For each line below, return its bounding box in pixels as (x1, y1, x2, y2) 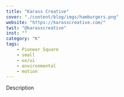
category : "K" (6, 36, 41, 41)
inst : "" (6, 30, 27, 36)
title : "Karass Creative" (6, 8, 69, 15)
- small (16, 52, 35, 58)
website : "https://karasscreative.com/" (6, 19, 106, 25)
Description (6, 84, 34, 91)
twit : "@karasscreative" (6, 25, 67, 31)
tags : (6, 41, 19, 47)
